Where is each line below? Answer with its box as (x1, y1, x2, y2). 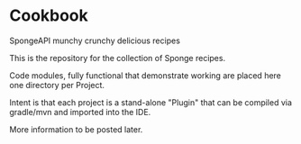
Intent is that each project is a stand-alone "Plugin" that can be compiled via (9, 96, 293, 108)
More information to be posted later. (9, 123, 143, 135)
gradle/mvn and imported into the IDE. (9, 106, 151, 117)
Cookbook (9, 5, 88, 26)
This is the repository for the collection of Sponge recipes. (9, 52, 226, 63)
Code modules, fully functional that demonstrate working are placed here (9, 69, 282, 81)
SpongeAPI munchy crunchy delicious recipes (9, 35, 180, 46)
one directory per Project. (9, 79, 105, 90)
